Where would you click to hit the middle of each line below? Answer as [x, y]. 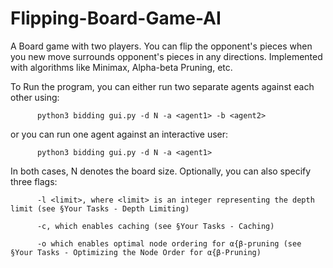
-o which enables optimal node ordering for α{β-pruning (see [169, 243]
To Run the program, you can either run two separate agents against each [162, 86]
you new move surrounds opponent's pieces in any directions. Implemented [166, 56]
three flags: [34, 181]
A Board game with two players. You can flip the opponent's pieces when [161, 46]
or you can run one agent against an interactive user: [119, 134]
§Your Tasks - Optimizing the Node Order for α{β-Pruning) [136, 252]
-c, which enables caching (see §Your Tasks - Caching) [155, 226]
